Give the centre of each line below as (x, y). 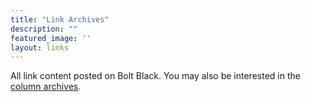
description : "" (44, 29)
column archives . (46, 87)
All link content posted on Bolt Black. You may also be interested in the (155, 76)
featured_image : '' (51, 38)
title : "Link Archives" (60, 19)
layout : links (40, 47)
